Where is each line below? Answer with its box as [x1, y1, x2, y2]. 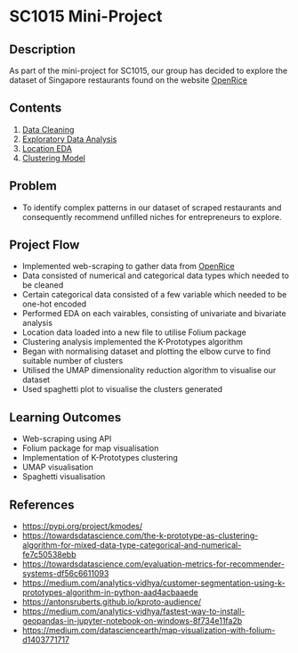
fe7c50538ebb [21, 550, 77, 560]
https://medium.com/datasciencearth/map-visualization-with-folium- [21, 625, 276, 636]
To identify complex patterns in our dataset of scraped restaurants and [21, 202, 282, 213]
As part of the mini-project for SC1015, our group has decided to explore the [9, 65, 287, 76]
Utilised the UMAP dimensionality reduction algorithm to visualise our [21, 365, 277, 376]
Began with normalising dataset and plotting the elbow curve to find [21, 346, 271, 357]
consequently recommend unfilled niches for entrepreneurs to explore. [21, 211, 282, 222]
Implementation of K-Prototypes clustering [21, 453, 178, 463]
